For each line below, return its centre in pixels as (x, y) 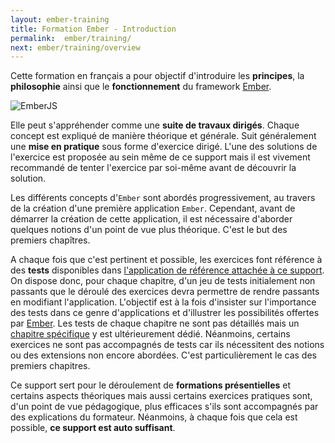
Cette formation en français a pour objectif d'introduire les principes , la (157, 76)
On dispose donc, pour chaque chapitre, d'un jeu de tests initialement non (163, 281)
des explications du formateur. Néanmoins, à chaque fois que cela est (154, 417)
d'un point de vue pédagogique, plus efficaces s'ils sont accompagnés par (164, 407)
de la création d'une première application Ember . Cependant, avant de (153, 208)
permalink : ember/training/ (71, 38)
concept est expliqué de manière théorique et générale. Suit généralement (163, 136)
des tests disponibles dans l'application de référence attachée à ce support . (167, 270)
